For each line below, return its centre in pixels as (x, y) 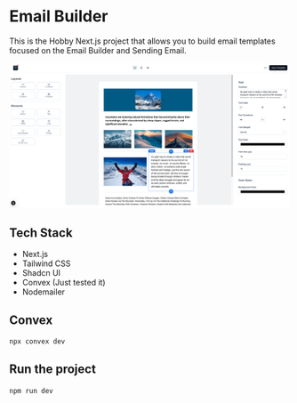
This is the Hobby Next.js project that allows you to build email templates (142, 41)
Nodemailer (43, 292)
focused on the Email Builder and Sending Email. (98, 50)
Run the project (52, 370)
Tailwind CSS (46, 263)
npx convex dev (37, 341)
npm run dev (31, 391)
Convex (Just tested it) (64, 283)
